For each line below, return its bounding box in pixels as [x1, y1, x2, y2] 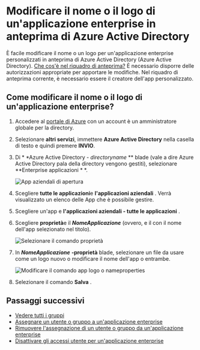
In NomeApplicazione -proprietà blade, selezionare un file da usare [14, 249, 184, 256]
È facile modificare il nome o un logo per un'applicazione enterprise [6, 49, 174, 56]
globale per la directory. [14, 124, 74, 131]
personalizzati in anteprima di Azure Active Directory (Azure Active [6, 56, 172, 63]
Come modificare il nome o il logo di [6, 92, 143, 102]
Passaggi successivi [6, 295, 85, 306]
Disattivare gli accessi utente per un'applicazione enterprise [14, 337, 164, 344]
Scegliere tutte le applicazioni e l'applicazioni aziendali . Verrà [14, 189, 172, 197]
